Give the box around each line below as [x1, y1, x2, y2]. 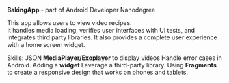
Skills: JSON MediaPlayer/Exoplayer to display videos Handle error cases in [7, 54, 222, 62]
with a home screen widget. [7, 41, 85, 48]
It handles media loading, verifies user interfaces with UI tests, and [7, 27, 196, 34]
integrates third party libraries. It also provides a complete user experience [7, 33, 217, 41]
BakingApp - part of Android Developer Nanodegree [7, 6, 156, 14]
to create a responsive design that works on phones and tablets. [7, 68, 189, 76]
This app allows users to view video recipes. [7, 19, 132, 27]
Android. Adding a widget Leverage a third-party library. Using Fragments [7, 61, 217, 69]
